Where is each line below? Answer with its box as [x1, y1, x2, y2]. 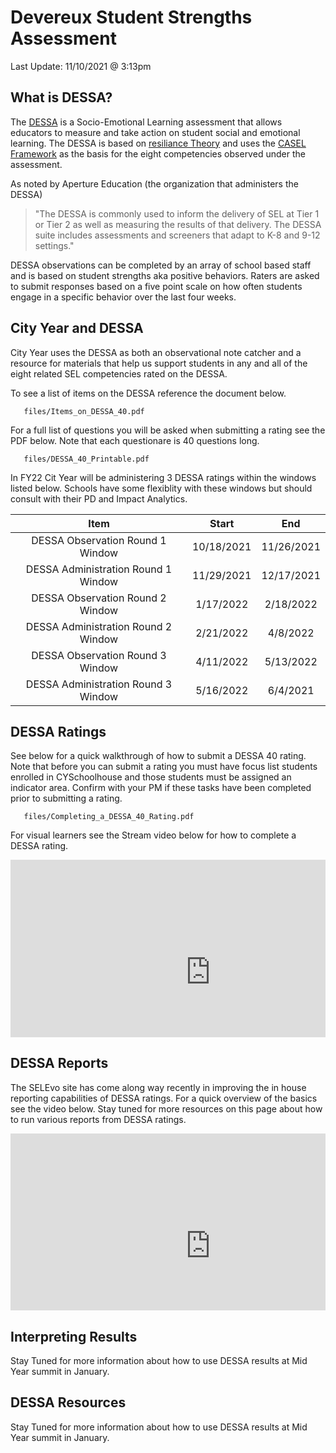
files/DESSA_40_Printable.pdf [23, 454, 150, 464]
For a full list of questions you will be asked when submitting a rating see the [10, 424, 326, 436]
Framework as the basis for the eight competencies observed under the [10, 147, 306, 160]
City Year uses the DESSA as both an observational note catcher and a [10, 346, 302, 358]
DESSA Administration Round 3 [25, 677, 173, 691]
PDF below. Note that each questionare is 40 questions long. [10, 434, 260, 446]
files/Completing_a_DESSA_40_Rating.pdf [23, 812, 195, 822]
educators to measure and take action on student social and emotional [10, 126, 301, 138]
